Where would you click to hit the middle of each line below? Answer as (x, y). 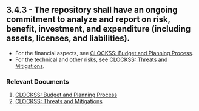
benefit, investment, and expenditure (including (99, 29)
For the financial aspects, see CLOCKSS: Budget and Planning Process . (104, 53)
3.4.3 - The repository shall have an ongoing (92, 10)
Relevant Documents (38, 81)
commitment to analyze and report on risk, (89, 20)
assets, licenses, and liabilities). (68, 39)
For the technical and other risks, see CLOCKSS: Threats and (91, 59)
